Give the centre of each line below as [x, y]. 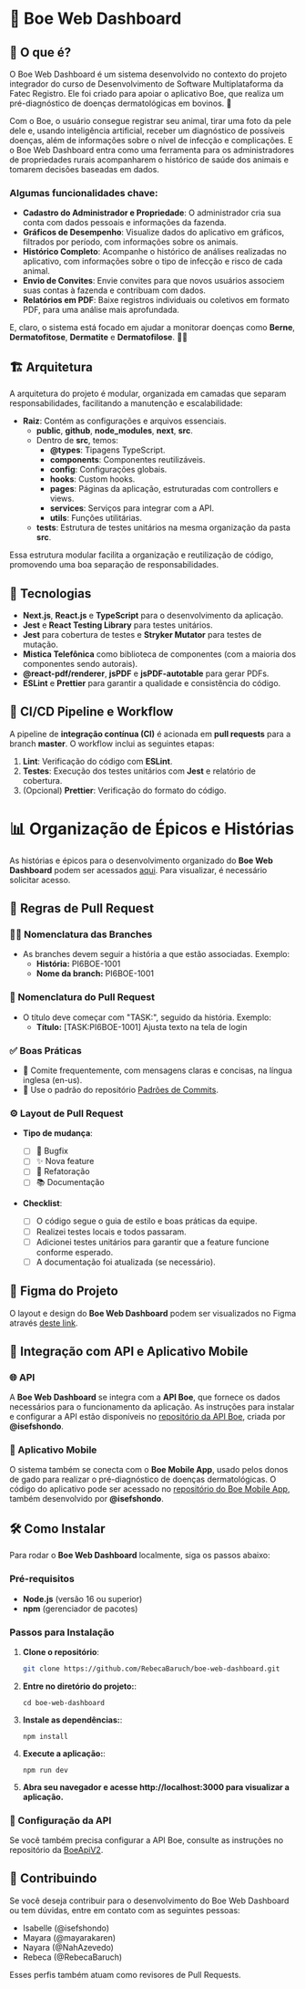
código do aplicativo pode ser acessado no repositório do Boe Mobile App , [150, 1489]
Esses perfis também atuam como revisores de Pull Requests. [125, 1974]
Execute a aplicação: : [64, 1753]
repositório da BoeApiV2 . [56, 1850]
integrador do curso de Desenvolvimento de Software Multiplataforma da [147, 84]
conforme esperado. [75, 1252]
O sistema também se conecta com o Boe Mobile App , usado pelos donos [149, 1470]
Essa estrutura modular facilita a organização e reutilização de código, [142, 555]
